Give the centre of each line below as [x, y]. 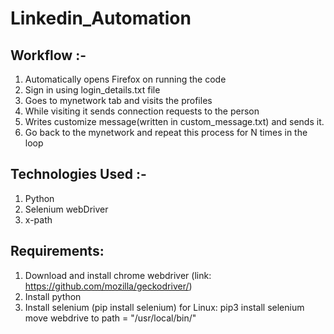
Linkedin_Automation [101, 18]
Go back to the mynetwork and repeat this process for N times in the [166, 132]
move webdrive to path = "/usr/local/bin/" [110, 318]
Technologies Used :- [78, 174]
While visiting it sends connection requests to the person [142, 111]
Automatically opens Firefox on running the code [125, 79]
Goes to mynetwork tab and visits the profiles [118, 100]
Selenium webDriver [66, 209]
